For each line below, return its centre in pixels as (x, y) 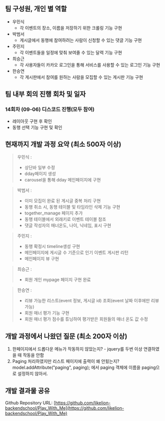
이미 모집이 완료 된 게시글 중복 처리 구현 (63, 201)
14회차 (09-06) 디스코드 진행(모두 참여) (50, 109)
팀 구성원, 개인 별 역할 (36, 9)
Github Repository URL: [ (30, 403)
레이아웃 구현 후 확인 (32, 121)
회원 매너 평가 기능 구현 (47, 313)
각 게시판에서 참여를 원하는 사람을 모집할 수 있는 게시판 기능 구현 (81, 77)
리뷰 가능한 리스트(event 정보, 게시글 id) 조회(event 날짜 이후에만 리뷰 (92, 301)
